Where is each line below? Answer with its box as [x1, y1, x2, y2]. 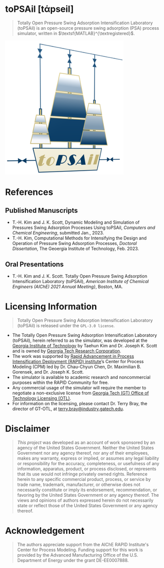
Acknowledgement [5, 525, 85, 536]
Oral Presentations [5, 260, 64, 268]
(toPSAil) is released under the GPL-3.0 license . [17, 323, 115, 329]
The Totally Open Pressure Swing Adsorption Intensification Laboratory [12, 332, 157, 338]
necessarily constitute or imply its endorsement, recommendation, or [17, 486, 158, 493]
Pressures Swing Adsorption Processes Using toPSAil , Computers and [12, 225, 156, 231]
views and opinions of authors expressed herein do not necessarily [17, 497, 154, 503]
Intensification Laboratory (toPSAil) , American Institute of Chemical [12, 279, 149, 284]
